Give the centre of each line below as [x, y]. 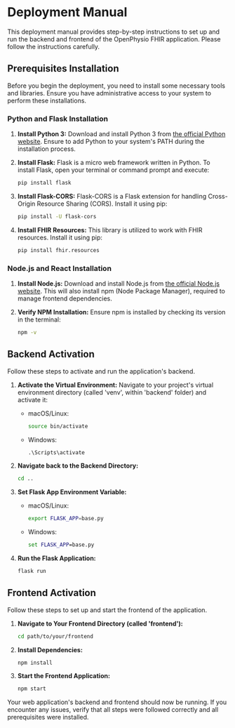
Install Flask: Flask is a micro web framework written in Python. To [114, 163]
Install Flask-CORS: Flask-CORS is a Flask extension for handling [112, 196]
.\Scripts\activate [56, 452]
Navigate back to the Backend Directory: [78, 466]
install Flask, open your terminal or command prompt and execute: [113, 170]
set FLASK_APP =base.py [61, 545]
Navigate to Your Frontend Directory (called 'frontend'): [100, 623]
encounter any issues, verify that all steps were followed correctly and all [113, 710]
